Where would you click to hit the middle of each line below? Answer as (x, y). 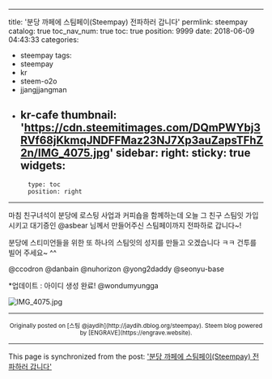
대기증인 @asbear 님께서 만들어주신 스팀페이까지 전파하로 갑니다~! (136, 225)
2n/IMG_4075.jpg (65, 153)
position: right (55, 191)
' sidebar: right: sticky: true (180, 153)
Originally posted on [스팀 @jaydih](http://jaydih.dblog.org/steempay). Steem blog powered (136, 326)
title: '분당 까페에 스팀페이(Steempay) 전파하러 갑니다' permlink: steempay (128, 22)
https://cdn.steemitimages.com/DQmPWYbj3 (142, 128)
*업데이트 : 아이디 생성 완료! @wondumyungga (84, 285)
